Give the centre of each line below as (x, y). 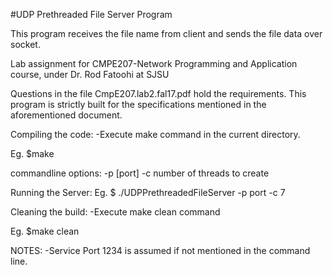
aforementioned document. (66, 115)
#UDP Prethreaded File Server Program (91, 14)
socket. (25, 44)
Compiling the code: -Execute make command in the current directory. (155, 134)
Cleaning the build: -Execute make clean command (115, 212)
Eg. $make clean (45, 231)
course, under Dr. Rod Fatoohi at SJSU (90, 74)
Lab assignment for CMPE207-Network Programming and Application (154, 63)
